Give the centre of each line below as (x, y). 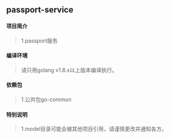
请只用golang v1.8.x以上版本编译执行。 (69, 70)
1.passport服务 (39, 40)
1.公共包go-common (46, 99)
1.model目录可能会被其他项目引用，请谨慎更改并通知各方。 (94, 129)
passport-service (40, 10)
